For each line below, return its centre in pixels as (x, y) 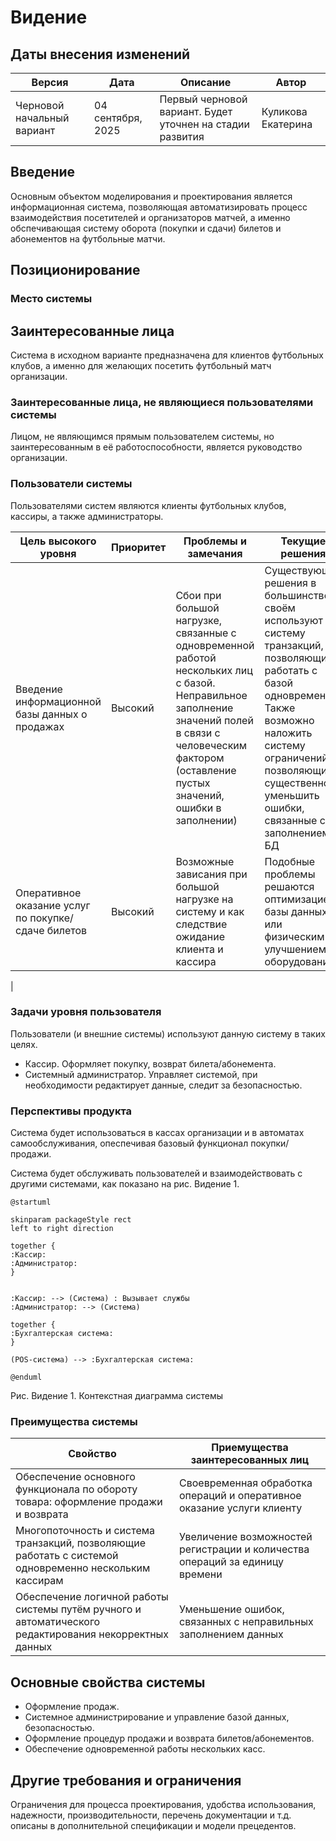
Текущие (303, 541)
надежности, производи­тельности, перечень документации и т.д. (151, 1815)
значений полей (214, 720)
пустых (193, 783)
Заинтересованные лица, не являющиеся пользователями (162, 402)
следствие (201, 924)
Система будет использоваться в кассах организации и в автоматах (157, 1133)
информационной (58, 701)
